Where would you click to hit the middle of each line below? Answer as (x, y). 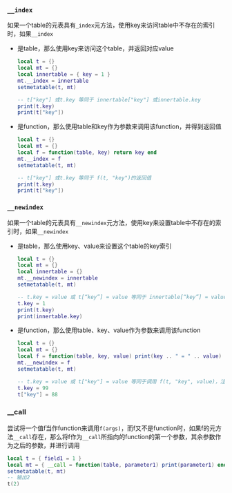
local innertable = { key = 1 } (64, 75)
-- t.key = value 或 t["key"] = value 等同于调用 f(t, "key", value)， (119, 381)
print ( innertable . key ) (50, 316)
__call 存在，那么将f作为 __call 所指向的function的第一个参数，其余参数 (114, 436)
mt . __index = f (39, 159)
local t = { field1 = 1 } (44, 458)
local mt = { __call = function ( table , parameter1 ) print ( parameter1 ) (111, 465)
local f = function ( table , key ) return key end (87, 153)
